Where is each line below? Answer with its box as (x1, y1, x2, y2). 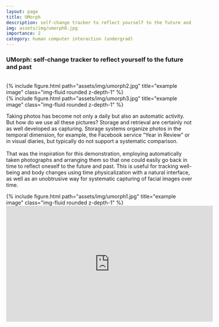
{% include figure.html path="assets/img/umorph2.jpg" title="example (6, 82, 178, 90)
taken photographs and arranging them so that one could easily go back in (6, 157, 188, 164)
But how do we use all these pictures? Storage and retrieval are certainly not (6, 119, 192, 126)
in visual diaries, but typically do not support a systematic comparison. (6, 138, 178, 145)
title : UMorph (6, 14, 41, 20)
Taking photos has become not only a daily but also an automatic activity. (6, 113, 185, 120)
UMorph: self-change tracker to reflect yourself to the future (6, 55, 184, 64)
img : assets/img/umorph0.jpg (6, 25, 78, 31)
